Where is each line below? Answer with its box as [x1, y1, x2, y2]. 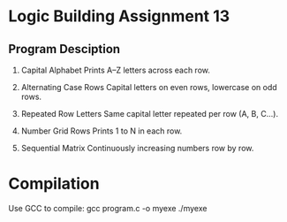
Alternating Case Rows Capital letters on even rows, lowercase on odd [20, 82, 277, 92]
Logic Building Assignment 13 [8, 6, 230, 27]
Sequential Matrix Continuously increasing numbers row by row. [20, 143, 254, 153]
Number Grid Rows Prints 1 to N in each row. [20, 126, 183, 136]
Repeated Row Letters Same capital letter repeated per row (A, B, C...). [20, 109, 279, 119]
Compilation [8, 174, 100, 194]
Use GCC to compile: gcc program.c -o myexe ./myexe [8, 203, 208, 213]
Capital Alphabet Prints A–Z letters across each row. [20, 65, 211, 75]
